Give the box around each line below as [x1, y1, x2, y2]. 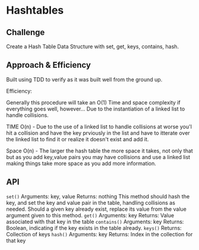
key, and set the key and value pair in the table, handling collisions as [6, 199, 175, 206]
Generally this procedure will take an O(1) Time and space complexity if [6, 99, 181, 106]
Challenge [6, 27, 45, 37]
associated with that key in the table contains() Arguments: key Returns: [6, 218, 184, 225]
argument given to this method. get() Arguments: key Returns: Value [6, 211, 174, 219]
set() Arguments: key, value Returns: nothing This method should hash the [6, 192, 190, 200]
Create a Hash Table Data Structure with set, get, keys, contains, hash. [6, 43, 179, 50]
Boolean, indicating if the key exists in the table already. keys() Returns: [6, 224, 182, 232]
